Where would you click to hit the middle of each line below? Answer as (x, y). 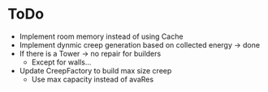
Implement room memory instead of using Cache (101, 36)
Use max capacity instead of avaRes (93, 79)
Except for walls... (61, 62)
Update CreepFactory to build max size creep (95, 70)
